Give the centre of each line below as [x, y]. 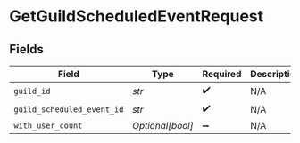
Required [222, 74]
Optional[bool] [163, 126]
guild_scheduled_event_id [69, 109]
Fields [27, 49]
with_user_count [48, 126]
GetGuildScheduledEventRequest [137, 16]
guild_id [32, 91]
